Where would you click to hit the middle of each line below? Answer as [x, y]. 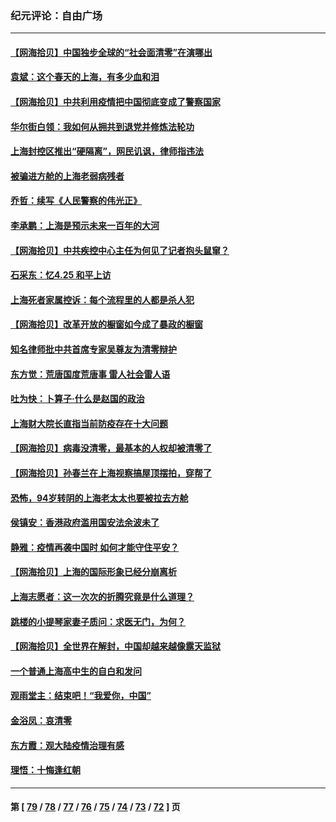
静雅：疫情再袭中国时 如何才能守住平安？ [95, 547]
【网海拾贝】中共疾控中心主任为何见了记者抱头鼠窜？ [120, 250]
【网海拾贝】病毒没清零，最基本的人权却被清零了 [111, 448]
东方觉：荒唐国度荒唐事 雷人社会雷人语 [90, 374]
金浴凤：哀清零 [41, 720]
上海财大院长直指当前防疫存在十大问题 [89, 423]
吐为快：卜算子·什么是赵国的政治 [77, 399]
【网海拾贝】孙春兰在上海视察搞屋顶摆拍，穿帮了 [111, 473]
